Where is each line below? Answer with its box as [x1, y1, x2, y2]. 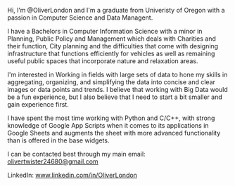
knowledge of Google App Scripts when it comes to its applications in [7, 121, 209, 129]
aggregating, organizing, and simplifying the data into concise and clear [7, 78, 216, 86]
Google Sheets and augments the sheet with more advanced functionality [7, 129, 221, 137]
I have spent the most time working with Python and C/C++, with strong [7, 114, 215, 122]
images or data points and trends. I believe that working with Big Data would [7, 86, 229, 93]
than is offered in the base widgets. [7, 136, 110, 145]
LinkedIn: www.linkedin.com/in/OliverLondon [7, 171, 137, 179]
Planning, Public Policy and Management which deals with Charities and [7, 34, 217, 43]
